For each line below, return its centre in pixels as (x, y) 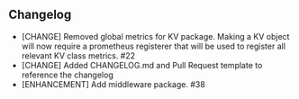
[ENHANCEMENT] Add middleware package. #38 (113, 84)
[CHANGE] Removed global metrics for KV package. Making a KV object (155, 36)
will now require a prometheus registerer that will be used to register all (153, 46)
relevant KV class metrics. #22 (78, 55)
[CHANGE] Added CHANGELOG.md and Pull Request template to (142, 65)
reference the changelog (67, 75)
